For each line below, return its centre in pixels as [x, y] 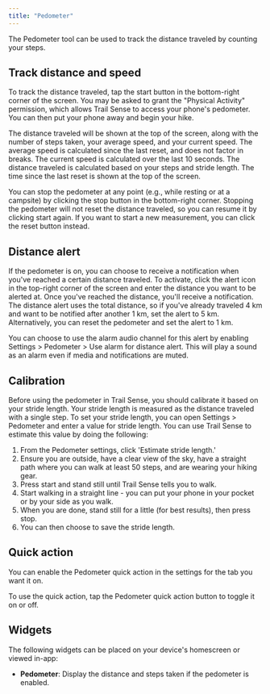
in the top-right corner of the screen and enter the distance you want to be [132, 288]
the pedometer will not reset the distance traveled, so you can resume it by [133, 209]
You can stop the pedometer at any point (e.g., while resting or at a [119, 192]
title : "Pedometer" [41, 16]
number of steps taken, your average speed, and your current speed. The [131, 142]
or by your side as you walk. [67, 502]
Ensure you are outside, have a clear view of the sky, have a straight [133, 459]
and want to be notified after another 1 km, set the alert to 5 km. [114, 314]
